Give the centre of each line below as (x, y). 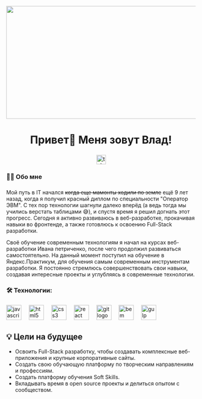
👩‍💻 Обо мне (24, 177)
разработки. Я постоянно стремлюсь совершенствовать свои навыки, (97, 268)
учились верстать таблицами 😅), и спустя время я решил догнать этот (98, 211)
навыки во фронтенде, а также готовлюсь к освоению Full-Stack (89, 224)
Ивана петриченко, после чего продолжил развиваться (109, 249)
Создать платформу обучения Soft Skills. (67, 377)
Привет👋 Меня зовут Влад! (101, 140)
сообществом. (34, 389)
